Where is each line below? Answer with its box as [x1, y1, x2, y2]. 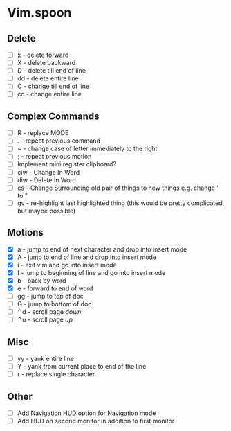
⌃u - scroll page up [17, 315, 73, 324]
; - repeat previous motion [17, 152, 92, 161]
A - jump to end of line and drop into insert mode [17, 253, 157, 261]
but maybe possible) [17, 206, 76, 215]
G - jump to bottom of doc [17, 300, 92, 308]
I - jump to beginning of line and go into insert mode [17, 268, 166, 276]
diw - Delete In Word [17, 175, 76, 184]
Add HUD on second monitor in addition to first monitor [17, 417, 175, 425]
